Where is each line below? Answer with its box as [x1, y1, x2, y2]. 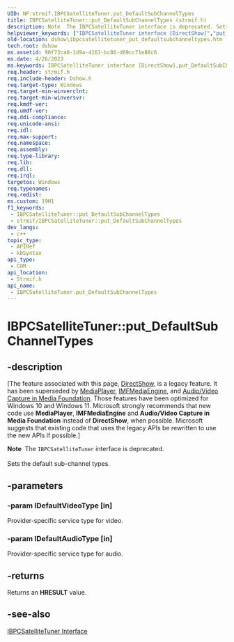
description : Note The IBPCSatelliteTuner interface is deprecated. [7, 23, 214, 30]
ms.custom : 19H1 [7, 198, 54, 205]
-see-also [7, 609, 51, 620]
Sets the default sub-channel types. [7, 460, 110, 468]
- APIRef [10, 243, 36, 251]
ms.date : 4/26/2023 [7, 56, 64, 63]
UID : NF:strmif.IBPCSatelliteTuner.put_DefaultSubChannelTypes [7, 10, 195, 17]
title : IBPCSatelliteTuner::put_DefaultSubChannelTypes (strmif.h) [7, 17, 208, 24]
